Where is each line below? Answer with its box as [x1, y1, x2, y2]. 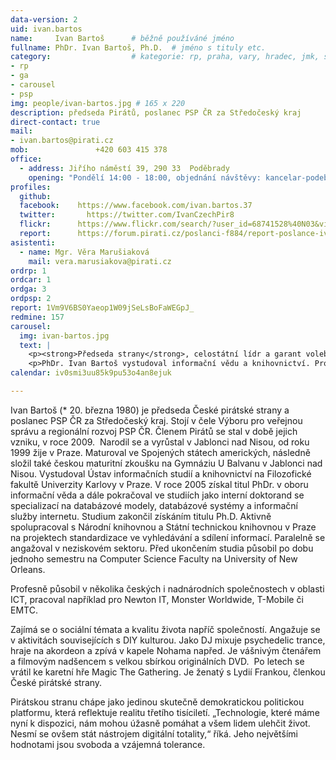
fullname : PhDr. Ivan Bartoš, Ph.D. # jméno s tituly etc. [10, 42, 267, 53]
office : [10, 154, 43, 164]
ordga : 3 [10, 284, 47, 295]
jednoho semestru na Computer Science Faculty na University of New [10, 552, 298, 565]
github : [19, 191, 52, 201]
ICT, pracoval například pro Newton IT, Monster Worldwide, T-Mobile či [10, 593, 304, 605]
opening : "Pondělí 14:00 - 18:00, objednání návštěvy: [28, 172, 262, 183]
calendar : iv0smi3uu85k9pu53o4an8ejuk [10, 368, 172, 378]
